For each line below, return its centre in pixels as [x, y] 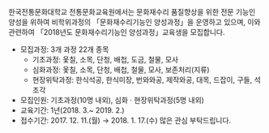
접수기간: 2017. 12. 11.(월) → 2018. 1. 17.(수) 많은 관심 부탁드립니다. [126, 120]
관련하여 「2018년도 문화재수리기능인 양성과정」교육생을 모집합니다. [117, 32]
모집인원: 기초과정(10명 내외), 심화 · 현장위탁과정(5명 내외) [112, 100]
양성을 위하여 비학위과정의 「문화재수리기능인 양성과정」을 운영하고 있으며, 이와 [134, 22]
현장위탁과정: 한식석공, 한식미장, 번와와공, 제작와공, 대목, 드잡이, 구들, [142, 80]
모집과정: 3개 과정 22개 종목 [64, 49]
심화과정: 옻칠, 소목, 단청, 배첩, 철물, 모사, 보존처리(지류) [121, 70]
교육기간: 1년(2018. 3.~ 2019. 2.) [72, 110]
